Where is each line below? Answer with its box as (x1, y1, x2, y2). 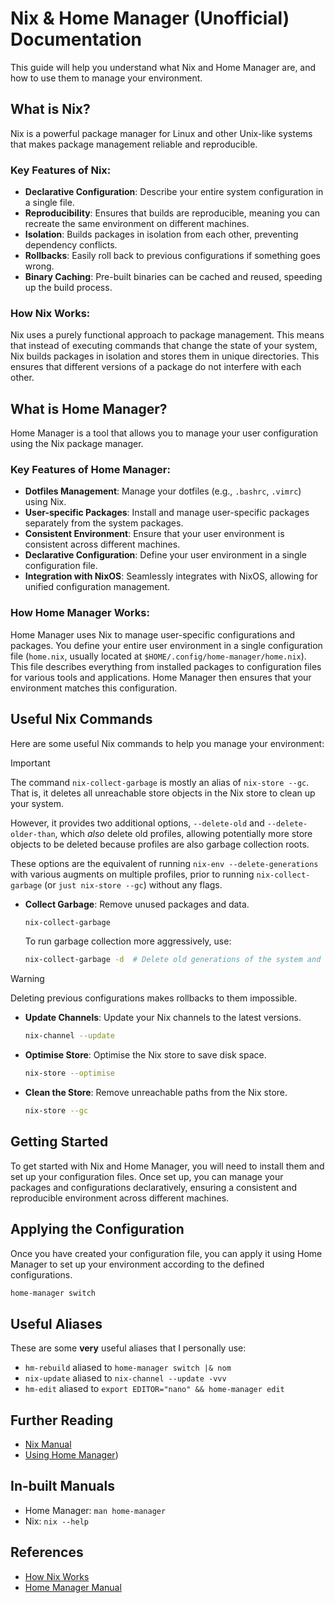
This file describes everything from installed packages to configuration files (10, 660, 322, 672)
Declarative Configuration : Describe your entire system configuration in (24, 186, 324, 198)
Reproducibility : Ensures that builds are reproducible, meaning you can (24, 207, 321, 219)
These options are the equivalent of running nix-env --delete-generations (10, 857, 319, 869)
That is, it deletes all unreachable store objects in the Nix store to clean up (10, 787, 316, 799)
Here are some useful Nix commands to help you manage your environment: (10, 737, 325, 749)
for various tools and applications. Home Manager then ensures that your (10, 671, 312, 683)
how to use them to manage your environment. (10, 72, 203, 84)
